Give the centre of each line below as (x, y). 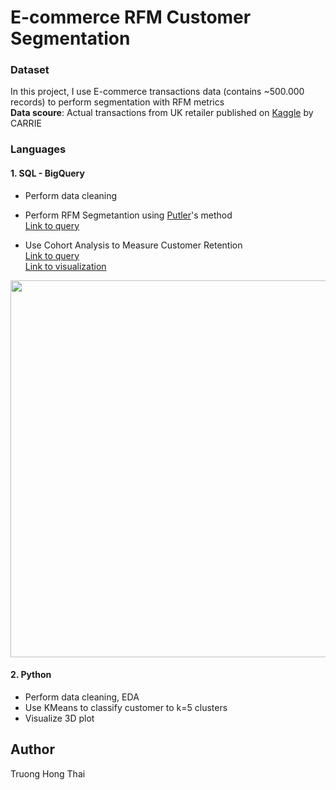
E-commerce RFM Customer (131, 17)
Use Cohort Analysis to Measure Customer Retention (133, 245)
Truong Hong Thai (48, 773)
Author (32, 749)
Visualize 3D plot (59, 718)
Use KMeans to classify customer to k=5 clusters (126, 707)
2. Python (31, 675)
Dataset (30, 70)
